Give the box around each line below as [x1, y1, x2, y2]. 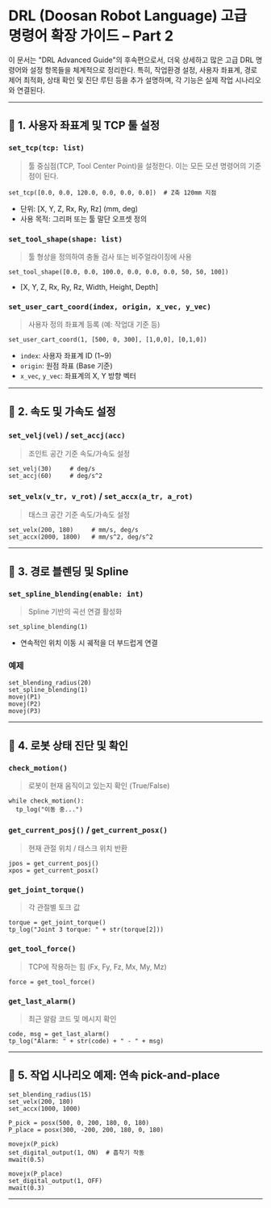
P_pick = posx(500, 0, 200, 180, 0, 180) [8, 1118, 150, 1126]
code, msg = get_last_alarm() [8, 1030, 110, 1038]
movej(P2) [8, 700, 42, 708]
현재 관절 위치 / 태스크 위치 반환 [27, 844, 127, 854]
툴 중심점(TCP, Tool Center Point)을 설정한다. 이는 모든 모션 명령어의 [27, 161, 247, 170]
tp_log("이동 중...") [15, 805, 83, 813]
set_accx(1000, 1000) [8, 1105, 81, 1113]
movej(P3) [8, 707, 42, 715]
